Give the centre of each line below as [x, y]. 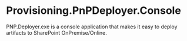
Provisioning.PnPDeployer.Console [93, 11]
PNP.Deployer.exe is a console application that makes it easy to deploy [92, 27]
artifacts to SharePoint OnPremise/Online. [57, 32]
